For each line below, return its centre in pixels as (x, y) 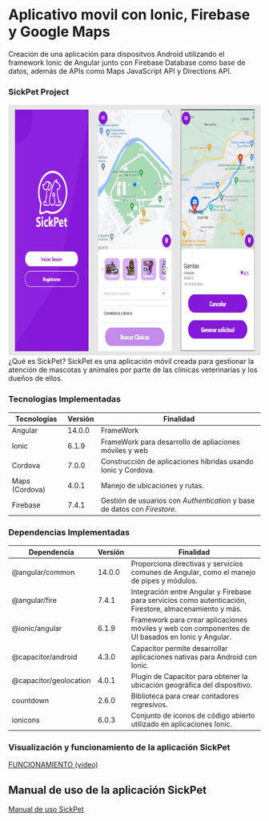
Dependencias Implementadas (69, 532)
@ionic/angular (37, 629)
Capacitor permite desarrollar (179, 648)
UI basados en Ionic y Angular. (181, 637)
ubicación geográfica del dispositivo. (192, 685)
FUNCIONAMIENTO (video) (53, 765)
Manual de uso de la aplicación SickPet (107, 790)
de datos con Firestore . (139, 509)
